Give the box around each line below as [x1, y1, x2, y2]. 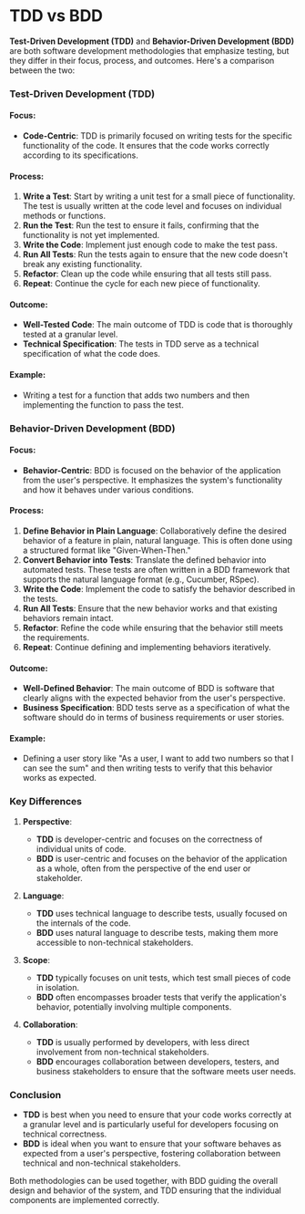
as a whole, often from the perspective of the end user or [36, 863, 251, 874]
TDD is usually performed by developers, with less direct [36, 1036, 250, 1047]
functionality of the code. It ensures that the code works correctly [22, 140, 270, 151]
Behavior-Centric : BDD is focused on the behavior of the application [22, 464, 281, 475]
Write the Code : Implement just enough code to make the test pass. [22, 239, 278, 251]
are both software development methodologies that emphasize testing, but [9, 45, 290, 56]
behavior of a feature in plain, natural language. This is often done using [22, 535, 293, 545]
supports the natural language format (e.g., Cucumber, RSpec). [22, 574, 259, 585]
